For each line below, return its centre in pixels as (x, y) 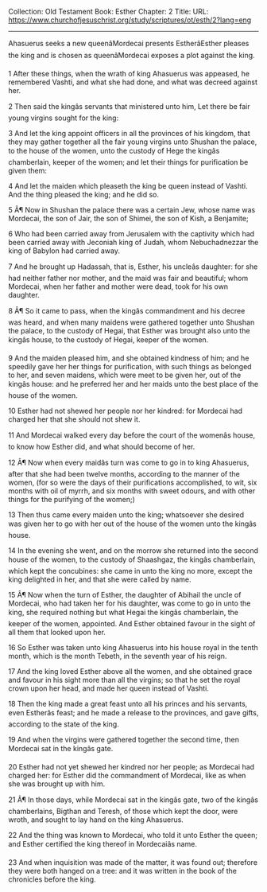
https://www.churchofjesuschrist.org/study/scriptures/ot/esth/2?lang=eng (130, 20)
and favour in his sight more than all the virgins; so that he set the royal (124, 680)
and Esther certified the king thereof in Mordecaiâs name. (103, 844)
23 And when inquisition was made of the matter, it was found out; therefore (133, 862)
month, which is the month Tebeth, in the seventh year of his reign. (118, 656)
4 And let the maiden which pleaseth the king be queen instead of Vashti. (128, 186)
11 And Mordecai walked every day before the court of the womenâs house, (132, 435)
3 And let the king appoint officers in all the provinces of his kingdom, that (129, 133)
